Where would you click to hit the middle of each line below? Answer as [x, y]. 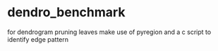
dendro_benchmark [66, 12]
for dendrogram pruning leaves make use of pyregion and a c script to [109, 32]
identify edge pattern [38, 39]
